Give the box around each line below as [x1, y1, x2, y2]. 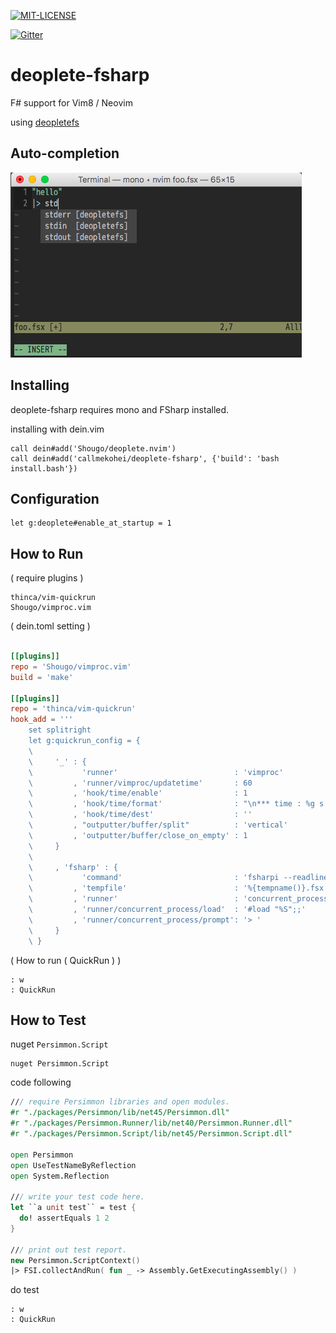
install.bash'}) [10, 463, 78, 474]
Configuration [10, 490, 100, 507]
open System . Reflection [10, 1171, 110, 1181]
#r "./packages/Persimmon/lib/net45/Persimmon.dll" [10, 1108, 230, 1118]
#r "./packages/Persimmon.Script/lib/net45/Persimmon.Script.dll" [10, 1129, 293, 1139]
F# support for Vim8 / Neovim [10, 96, 133, 109]
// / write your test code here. [10, 1192, 145, 1202]
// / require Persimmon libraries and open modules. [10, 1097, 230, 1107]
